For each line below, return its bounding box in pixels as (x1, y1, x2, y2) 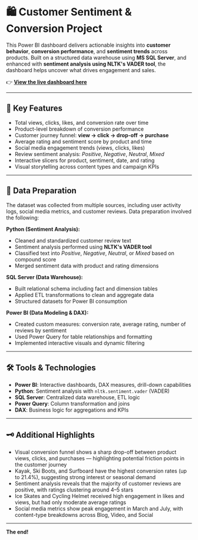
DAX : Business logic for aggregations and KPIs (14, 406, 129, 413)
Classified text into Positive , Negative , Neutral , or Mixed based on (14, 250, 175, 257)
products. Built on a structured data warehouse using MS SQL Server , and (6, 54, 187, 61)
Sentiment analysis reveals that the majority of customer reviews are (14, 480, 181, 487)
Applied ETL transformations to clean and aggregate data (14, 291, 154, 298)
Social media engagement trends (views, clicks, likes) (14, 144, 146, 151)
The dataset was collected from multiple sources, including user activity (6, 201, 181, 208)
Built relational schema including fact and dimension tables (14, 285, 158, 292)
